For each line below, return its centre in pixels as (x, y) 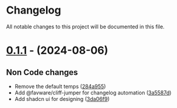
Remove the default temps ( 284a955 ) (60, 86)
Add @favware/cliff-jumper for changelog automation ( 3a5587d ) (93, 93)
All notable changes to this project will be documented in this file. (86, 27)
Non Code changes (42, 72)
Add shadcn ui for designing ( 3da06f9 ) (62, 99)
